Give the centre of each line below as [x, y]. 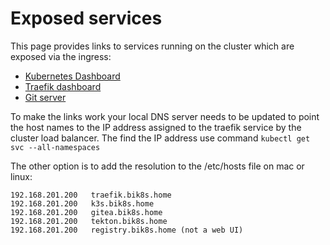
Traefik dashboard [63, 86]
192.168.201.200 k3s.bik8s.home [82, 203]
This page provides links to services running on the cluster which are [152, 46]
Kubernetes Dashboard [72, 76]
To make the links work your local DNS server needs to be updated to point [165, 116]
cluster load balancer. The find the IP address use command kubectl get [160, 138]
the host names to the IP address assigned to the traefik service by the [156, 127]
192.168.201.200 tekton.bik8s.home [89, 221]
